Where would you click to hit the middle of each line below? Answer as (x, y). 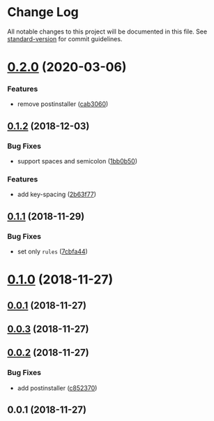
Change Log (43, 12)
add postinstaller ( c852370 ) (57, 387)
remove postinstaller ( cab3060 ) (63, 104)
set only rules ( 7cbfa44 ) (53, 251)
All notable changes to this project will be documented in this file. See (107, 31)
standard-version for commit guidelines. (65, 38)
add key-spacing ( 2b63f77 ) (56, 194)
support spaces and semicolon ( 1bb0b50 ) (77, 161)
